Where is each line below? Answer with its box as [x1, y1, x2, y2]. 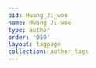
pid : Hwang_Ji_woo [8, 11, 68, 20]
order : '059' [8, 33, 51, 41]
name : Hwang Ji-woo [8, 19, 72, 27]
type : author [8, 26, 51, 34]
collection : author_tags [8, 48, 89, 55]
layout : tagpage [8, 41, 61, 48]
